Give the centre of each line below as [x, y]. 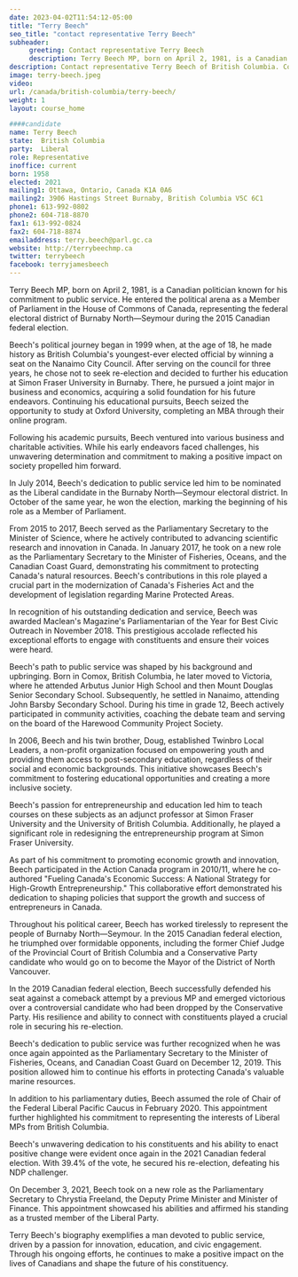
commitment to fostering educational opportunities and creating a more [140, 778]
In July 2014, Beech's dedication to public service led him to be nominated [145, 483]
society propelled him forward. [65, 466]
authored [26, 879]
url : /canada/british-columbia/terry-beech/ [93, 91]
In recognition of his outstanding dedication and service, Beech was [133, 612]
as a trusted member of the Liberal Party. [84, 1218]
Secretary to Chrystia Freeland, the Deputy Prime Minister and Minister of [144, 1199]
